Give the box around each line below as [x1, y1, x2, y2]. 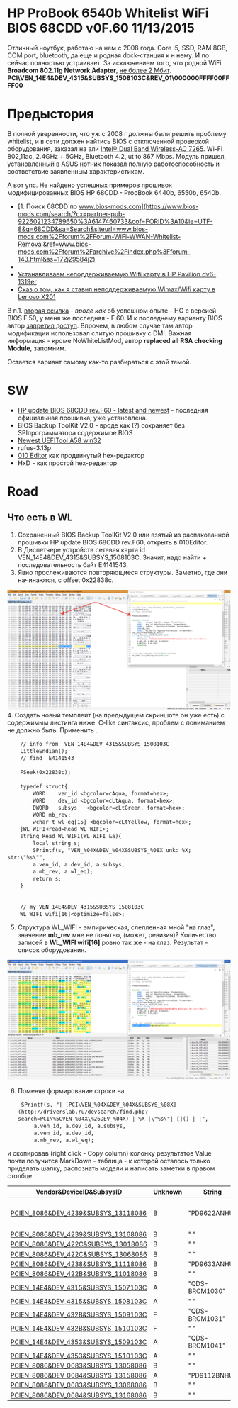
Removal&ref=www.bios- [17, 240, 91, 248]
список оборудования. [17, 945, 86, 954]
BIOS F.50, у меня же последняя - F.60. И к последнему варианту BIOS [7, 313, 222, 322]
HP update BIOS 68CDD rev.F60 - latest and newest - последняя [17, 406, 208, 414]
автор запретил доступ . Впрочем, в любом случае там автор [7, 321, 193, 330]
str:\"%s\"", [7, 854, 46, 861]
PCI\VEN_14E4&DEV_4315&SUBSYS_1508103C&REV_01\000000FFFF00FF [7, 73, 230, 82]
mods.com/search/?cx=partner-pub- [17, 209, 125, 218]
